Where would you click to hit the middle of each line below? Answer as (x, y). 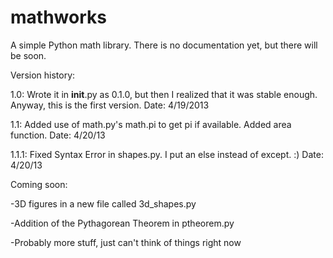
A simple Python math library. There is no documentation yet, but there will (164, 45)
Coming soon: (39, 184)
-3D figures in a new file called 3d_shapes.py (103, 203)
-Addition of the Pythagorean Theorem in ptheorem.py (122, 223)
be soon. (28, 55)
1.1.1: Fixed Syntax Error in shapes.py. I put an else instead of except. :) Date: (167, 154)
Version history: (43, 75)
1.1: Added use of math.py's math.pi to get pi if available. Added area (151, 124)
